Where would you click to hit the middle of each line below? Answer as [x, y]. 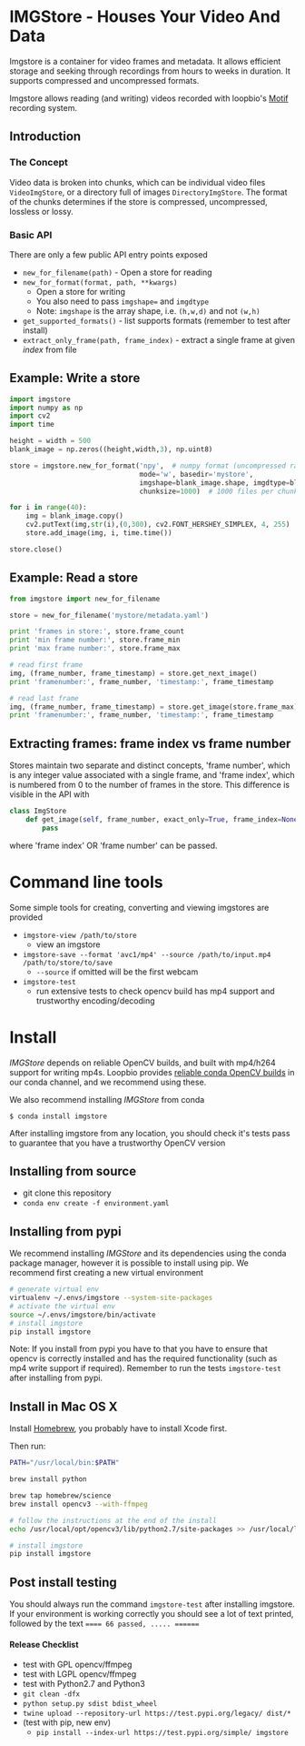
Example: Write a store [75, 378]
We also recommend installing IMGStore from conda [107, 1099]
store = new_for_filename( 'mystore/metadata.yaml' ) [109, 615]
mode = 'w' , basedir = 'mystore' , [197, 474]
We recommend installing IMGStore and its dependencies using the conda [148, 1254]
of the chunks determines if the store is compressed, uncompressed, [138, 201]
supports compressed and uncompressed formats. [104, 80]
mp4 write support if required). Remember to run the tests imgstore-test [145, 1368]
